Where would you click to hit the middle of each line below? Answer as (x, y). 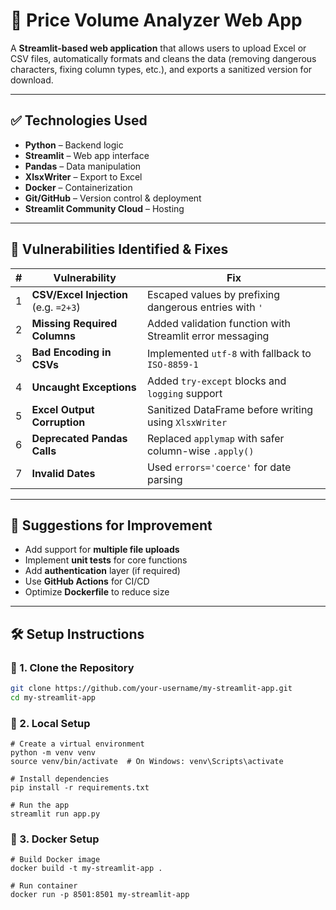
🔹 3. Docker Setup (55, 839)
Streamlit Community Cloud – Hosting (104, 208)
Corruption (58, 422)
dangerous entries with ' (205, 307)
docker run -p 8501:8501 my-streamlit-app (100, 895)
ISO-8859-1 (172, 364)
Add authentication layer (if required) (102, 571)
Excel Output (63, 409)
